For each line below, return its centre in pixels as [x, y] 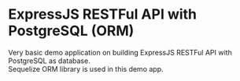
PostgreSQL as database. [49, 61]
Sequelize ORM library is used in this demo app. [86, 69]
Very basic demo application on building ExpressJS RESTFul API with [120, 52]
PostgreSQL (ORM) [71, 31]
